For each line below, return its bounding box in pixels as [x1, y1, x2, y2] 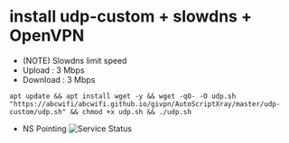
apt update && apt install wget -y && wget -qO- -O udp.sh [9, 92, 237, 101]
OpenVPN [9, 25, 85, 46]
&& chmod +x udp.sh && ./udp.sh [70, 107, 192, 116]
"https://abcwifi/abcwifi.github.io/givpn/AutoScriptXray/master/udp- [9, 99, 281, 109]
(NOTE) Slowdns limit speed [22, 55, 127, 66]
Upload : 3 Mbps [22, 65, 85, 76]
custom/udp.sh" [9, 107, 67, 116]
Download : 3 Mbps [22, 74, 96, 85]
